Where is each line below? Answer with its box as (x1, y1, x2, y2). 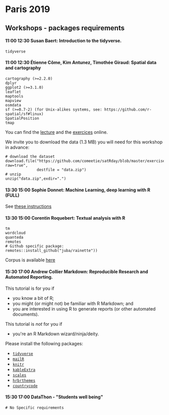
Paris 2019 (5, 4, 50, 15)
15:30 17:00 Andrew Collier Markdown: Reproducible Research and (5, 269, 148, 275)
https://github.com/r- (104, 107, 152, 112)
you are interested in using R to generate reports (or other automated (12, 305, 156, 312)
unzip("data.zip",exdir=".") (5, 176, 66, 181)
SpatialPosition (5, 116, 39, 121)
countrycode (12, 383, 38, 388)
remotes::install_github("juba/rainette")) (5, 248, 98, 253)
